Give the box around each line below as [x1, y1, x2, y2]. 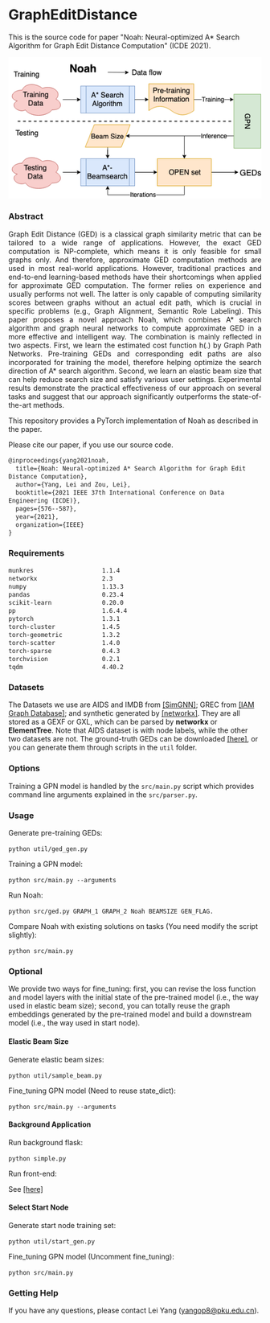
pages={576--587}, [15, 504, 78, 512]
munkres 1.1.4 [8, 567, 121, 575]
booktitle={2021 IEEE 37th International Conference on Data [15, 488, 225, 496]
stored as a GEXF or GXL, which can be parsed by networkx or [8, 717, 218, 727]
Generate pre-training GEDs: [8, 828, 103, 838]
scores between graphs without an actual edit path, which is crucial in [8, 298, 262, 307]
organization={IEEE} [15, 520, 84, 528]
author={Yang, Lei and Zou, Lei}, [15, 480, 131, 488]
